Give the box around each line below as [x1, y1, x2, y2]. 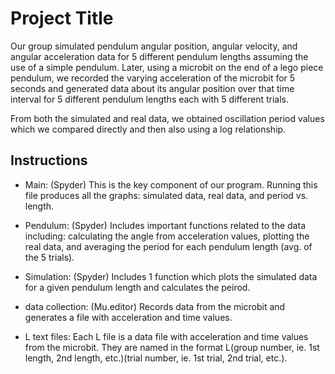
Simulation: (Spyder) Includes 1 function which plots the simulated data [24, 270, 318, 282]
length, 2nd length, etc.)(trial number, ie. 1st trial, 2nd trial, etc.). [24, 352, 288, 364]
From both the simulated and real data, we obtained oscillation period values [10, 112, 325, 124]
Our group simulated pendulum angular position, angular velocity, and [10, 40, 298, 52]
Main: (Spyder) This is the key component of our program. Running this [24, 178, 318, 191]
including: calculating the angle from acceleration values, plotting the [24, 230, 310, 242]
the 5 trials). [24, 251, 75, 263]
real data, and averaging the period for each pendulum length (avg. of [24, 240, 313, 252]
